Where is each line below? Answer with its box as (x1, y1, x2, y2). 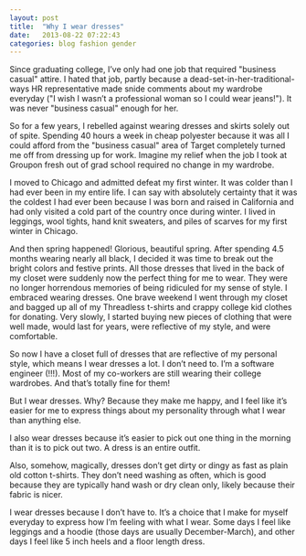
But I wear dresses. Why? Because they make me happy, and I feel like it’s (9, 395, 288, 407)
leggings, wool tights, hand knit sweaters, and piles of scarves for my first (9, 216, 288, 227)
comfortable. (9, 331, 58, 342)
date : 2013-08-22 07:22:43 (9, 30, 121, 39)
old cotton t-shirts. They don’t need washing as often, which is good (9, 470, 267, 481)
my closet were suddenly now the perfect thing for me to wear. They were (9, 273, 289, 283)
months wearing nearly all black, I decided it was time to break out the (9, 253, 274, 264)
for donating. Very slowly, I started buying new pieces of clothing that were (9, 312, 292, 323)
